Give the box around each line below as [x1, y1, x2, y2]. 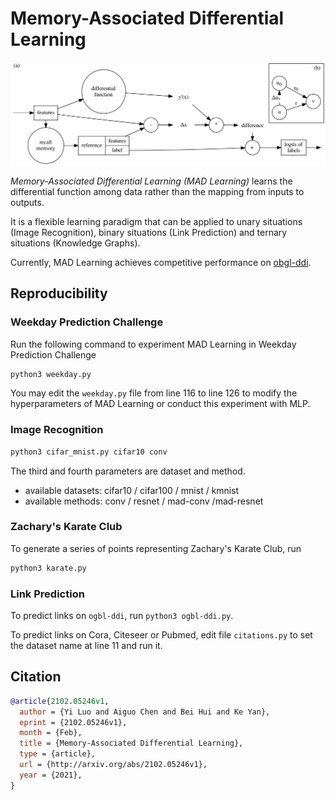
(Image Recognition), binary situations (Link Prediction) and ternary [10, 226, 288, 238]
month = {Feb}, [19, 728, 83, 738]
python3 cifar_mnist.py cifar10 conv [10, 447, 168, 457]
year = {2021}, [19, 770, 83, 780]
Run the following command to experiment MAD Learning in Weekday [10, 338, 297, 350]
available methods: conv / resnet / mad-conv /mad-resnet [24, 495, 264, 507]
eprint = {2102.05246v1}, [19, 717, 128, 727]
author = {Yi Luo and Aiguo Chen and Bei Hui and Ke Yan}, [19, 707, 271, 717]
